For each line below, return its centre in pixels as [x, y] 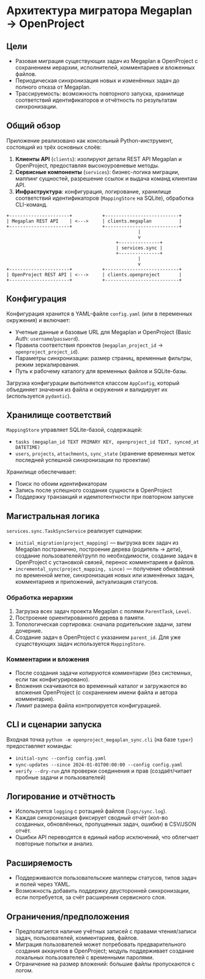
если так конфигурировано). [52, 679]
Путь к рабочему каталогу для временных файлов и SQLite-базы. [101, 371]
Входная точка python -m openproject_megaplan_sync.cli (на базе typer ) [100, 739]
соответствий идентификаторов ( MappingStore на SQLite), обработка [104, 198]
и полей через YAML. [43, 884]
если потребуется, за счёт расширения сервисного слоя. [91, 898]
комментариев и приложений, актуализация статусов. [87, 582]
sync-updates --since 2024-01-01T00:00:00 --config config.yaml [99, 765]
